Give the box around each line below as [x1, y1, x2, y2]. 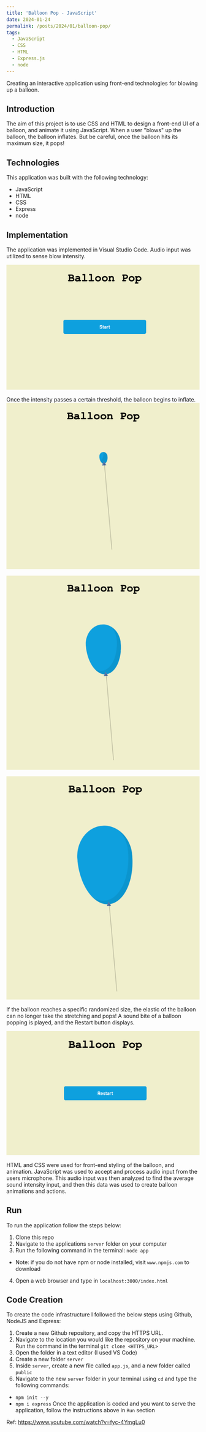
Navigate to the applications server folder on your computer [15, 1240, 167, 1248]
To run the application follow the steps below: [6, 1221, 121, 1229]
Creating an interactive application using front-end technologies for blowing [6, 79, 198, 87]
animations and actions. [6, 1187, 67, 1195]
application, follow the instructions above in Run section [15, 1407, 155, 1414]
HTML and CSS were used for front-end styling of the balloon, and [6, 1161, 175, 1168]
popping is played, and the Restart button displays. [6, 1018, 135, 1026]
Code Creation [6, 1294, 63, 1305]
